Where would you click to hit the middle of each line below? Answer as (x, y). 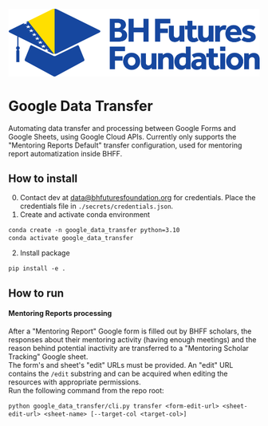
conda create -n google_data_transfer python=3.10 (94, 231)
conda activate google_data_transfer (71, 239)
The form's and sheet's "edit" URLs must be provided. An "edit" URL (121, 365)
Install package (45, 253)
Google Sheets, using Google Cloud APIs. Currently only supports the (122, 136)
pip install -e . (37, 269)
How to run (36, 293)
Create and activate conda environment (85, 215)
